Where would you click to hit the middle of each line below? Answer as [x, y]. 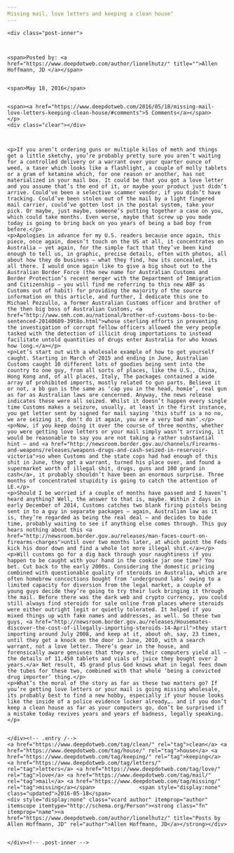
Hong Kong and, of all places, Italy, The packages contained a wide [111, 376]
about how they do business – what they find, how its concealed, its [112, 260]
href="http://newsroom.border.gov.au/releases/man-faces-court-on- [108, 536]
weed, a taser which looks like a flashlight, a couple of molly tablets [117, 168]
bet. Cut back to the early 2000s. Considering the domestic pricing [111, 566]
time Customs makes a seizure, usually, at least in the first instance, [117, 407]
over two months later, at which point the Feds [155, 542]
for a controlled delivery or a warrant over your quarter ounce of [109, 162]
